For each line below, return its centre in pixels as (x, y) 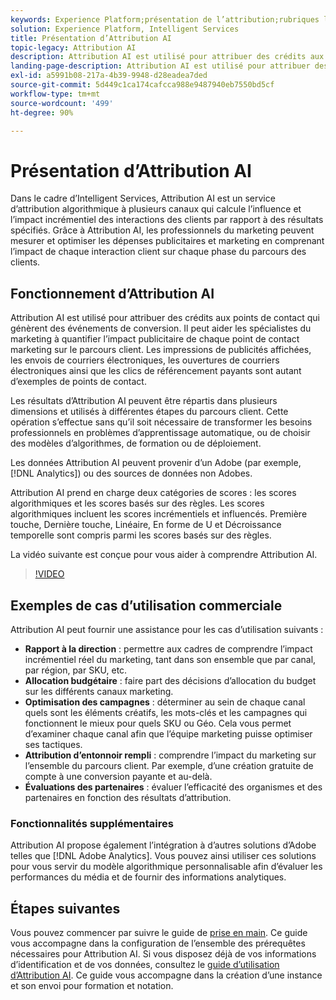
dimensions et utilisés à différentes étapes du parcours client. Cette (149, 412)
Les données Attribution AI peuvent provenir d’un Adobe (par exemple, (156, 463)
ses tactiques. (53, 744)
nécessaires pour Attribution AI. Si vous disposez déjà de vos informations (163, 954)
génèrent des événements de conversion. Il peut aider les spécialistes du (161, 328)
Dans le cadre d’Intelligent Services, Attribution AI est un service (143, 198)
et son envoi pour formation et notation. (92, 986)
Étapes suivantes (65, 908)
